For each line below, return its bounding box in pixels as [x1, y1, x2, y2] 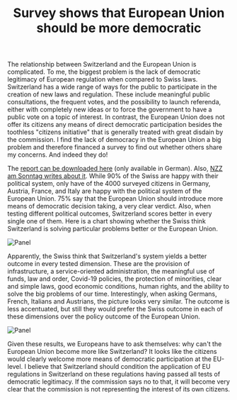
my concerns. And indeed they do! [7, 150, 108, 159]
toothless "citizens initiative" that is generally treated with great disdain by [7, 128, 224, 136]
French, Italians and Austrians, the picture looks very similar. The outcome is [7, 297, 230, 306]
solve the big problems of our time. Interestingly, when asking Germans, [7, 289, 217, 299]
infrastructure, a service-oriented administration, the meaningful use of [7, 267, 215, 276]
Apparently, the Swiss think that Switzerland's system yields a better [7, 252, 207, 260]
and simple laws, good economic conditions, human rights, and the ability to [7, 282, 230, 291]
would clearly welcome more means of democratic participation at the [7, 355, 212, 363]
